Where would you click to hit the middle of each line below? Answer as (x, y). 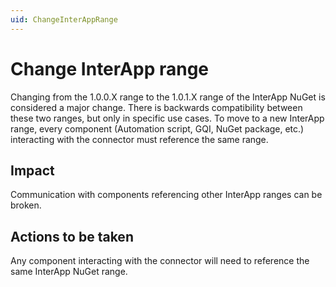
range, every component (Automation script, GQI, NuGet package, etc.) (157, 128)
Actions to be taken (72, 236)
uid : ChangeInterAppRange (64, 19)
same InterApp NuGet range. (69, 272)
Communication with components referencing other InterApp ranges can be (166, 195)
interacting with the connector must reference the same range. (139, 139)
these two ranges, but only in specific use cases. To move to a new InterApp (167, 118)
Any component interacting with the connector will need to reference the (160, 261)
